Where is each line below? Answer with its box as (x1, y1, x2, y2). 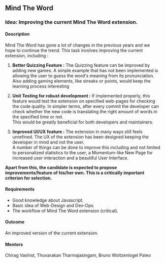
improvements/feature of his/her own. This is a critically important (5, 170, 144, 175)
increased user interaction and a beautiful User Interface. (12, 155, 129, 161)
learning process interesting (12, 83, 69, 89)
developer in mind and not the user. (12, 139, 85, 145)
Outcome (5, 219, 25, 225)
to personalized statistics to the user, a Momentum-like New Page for (12, 149, 153, 155)
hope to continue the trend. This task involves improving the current (5, 47, 143, 53)
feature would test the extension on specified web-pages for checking (12, 98, 156, 104)
